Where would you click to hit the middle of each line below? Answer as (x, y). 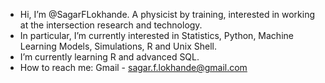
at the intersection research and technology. (111, 25)
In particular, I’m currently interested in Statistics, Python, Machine (156, 35)
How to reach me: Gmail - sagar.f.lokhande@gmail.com (133, 67)
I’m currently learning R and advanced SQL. (109, 57)
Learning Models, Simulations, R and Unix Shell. (118, 46)
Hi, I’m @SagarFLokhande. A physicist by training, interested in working (167, 14)
